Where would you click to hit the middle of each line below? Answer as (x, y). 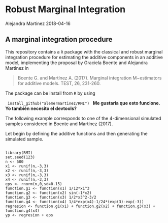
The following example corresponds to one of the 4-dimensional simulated (83, 118)
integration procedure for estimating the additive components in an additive (84, 57)
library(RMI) (19, 153)
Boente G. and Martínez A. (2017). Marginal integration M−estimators (90, 78)
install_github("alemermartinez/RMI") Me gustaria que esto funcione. (84, 103)
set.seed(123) (20, 157)
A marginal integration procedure (59, 39)
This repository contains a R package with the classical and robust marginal (84, 51)
